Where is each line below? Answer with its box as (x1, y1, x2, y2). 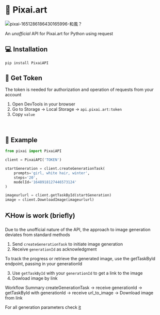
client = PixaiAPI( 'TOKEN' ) (5, 157, 62, 163)
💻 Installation (5, 45, 48, 54)
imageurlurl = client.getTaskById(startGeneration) (5, 193, 112, 198)
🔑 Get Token (5, 74, 43, 82)
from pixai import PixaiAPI (5, 149, 62, 154)
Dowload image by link (12, 275, 58, 281)
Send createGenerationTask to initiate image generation (12, 241, 123, 247)
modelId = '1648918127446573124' (14, 180, 77, 184)
